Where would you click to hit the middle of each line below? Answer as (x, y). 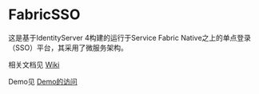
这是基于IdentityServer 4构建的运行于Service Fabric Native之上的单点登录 (130, 37)
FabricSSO (44, 15)
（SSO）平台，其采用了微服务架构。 (68, 47)
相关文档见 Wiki (34, 65)
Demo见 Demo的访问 (43, 81)
